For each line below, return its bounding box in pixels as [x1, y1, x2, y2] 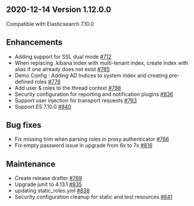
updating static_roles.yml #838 [14, 187, 90, 194]
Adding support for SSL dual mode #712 [14, 53, 112, 60]
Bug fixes [6, 120, 42, 130]
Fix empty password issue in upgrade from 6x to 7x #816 [14, 142, 153, 149]
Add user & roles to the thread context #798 [14, 84, 122, 91]
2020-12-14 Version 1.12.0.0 [6, 5, 112, 15]
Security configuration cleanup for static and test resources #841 [14, 194, 173, 201]
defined [14, 78, 34, 85]
